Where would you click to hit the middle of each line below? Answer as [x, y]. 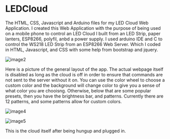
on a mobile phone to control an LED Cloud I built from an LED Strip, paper [83, 33]
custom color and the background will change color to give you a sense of [83, 85]
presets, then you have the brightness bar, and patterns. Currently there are [84, 96]
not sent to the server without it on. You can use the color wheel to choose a [85, 80]
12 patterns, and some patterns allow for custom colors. [63, 101]
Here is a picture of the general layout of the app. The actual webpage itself [84, 69]
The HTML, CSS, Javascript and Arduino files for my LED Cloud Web [77, 23]
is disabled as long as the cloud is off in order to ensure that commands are [84, 74]
